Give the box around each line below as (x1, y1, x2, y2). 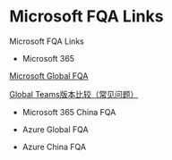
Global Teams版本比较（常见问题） (9, 88, 139, 99)
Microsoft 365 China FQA (21, 106, 116, 117)
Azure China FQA (21, 141, 87, 152)
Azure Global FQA (21, 123, 89, 135)
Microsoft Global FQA (9, 70, 89, 81)
